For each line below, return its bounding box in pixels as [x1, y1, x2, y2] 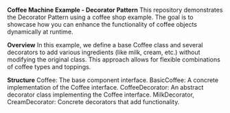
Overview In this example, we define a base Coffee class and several [7, 41, 203, 49]
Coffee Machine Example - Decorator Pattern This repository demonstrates [7, 6, 223, 14]
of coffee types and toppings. [7, 63, 91, 71]
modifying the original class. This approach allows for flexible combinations [7, 55, 221, 64]
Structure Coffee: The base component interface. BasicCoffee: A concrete [7, 76, 218, 84]
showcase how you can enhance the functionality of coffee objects [7, 21, 198, 28]
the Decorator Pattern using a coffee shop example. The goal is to [7, 13, 194, 21]
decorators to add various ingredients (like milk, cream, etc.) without [7, 48, 200, 56]
